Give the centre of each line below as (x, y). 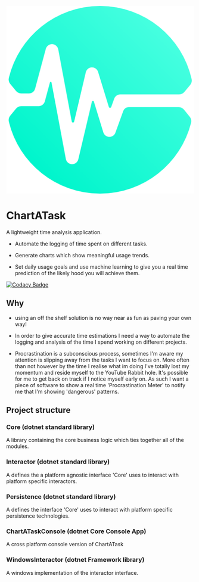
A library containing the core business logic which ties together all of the (95, 440)
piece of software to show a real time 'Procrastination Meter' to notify (100, 385)
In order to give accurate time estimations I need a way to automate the (102, 335)
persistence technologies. (38, 516)
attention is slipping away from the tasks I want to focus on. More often (102, 360)
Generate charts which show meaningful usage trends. (82, 255)
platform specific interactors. (42, 481)
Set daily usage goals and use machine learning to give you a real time (101, 267)
